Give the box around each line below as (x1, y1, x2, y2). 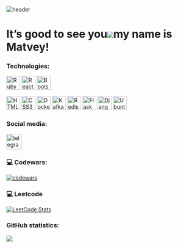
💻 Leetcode (6, 190, 43, 198)
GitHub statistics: (6, 221, 60, 230)
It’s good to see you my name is (6, 27, 173, 41)
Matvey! (6, 40, 49, 54)
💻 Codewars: (6, 158, 48, 166)
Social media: (6, 120, 48, 128)
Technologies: (6, 62, 50, 70)
